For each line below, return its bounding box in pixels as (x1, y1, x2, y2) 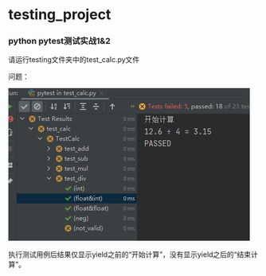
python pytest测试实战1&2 (8, 36, 111, 47)
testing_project (8, 6, 111, 24)
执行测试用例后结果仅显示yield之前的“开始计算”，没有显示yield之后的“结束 (8, 250, 252, 259)
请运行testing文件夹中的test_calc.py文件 (8, 55, 140, 64)
